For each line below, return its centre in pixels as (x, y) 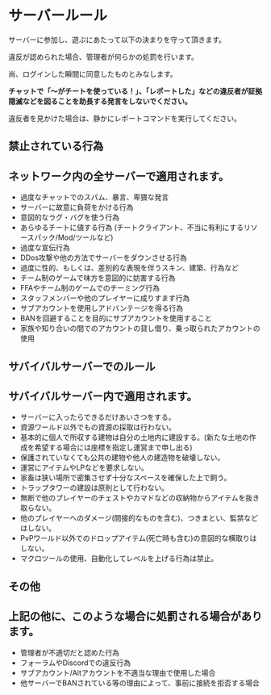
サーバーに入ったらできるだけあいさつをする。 (98, 417)
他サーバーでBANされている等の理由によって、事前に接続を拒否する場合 (140, 683)
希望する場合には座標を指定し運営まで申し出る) (113, 447)
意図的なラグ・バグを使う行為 (69, 217)
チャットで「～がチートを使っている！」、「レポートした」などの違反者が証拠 (135, 91)
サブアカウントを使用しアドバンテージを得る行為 (102, 308)
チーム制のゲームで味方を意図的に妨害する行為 (98, 278)
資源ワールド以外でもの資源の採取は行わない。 (98, 427)
